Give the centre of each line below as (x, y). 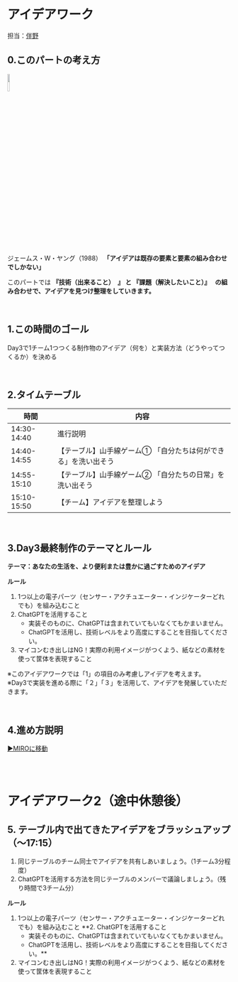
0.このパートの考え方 (54, 60)
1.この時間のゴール (49, 329)
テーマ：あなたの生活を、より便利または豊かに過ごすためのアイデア (107, 566)
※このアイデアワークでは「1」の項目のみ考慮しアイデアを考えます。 (104, 674)
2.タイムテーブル (44, 395)
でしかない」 (26, 266)
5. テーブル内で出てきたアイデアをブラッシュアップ (119, 830)
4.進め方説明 (35, 730)
